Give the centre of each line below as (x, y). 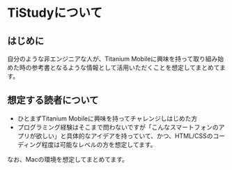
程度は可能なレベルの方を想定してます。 (99, 144)
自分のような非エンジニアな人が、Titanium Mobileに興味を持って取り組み (113, 59)
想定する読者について (53, 100)
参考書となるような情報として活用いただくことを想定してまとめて (125, 68)
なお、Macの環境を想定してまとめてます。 (68, 159)
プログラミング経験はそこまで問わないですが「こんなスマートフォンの (118, 127)
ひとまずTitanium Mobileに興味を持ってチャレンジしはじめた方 (107, 118)
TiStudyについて (55, 13)
